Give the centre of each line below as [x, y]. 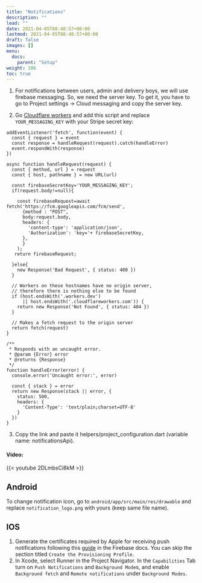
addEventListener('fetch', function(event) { [64, 133]
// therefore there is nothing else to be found [74, 291]
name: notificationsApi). [45, 441]
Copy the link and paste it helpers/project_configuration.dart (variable [101, 435]
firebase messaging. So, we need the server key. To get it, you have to [102, 97]
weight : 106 [21, 68]
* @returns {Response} [37, 360]
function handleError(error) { [46, 371]
